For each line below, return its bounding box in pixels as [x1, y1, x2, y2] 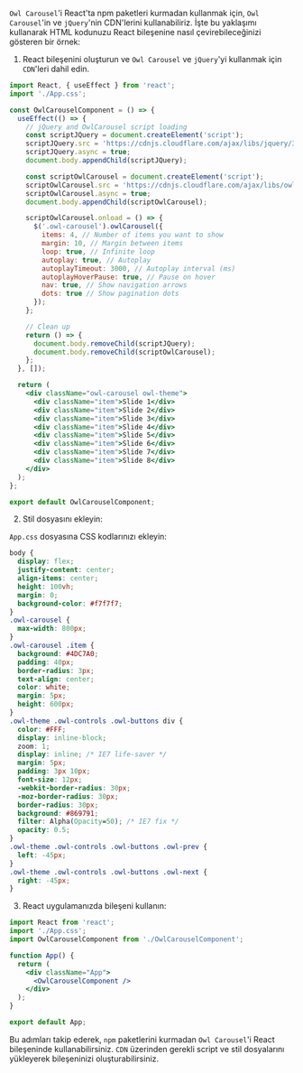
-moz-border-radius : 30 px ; [17, 791, 119, 801]
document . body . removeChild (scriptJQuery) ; [32, 338, 196, 348]
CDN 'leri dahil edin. [22, 63, 90, 74]
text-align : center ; [17, 674, 95, 684]
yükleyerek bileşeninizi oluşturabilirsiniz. [9, 1053, 160, 1064]
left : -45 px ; [17, 850, 67, 860]
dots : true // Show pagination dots [41, 289, 179, 299]
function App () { [9, 951, 75, 960]
